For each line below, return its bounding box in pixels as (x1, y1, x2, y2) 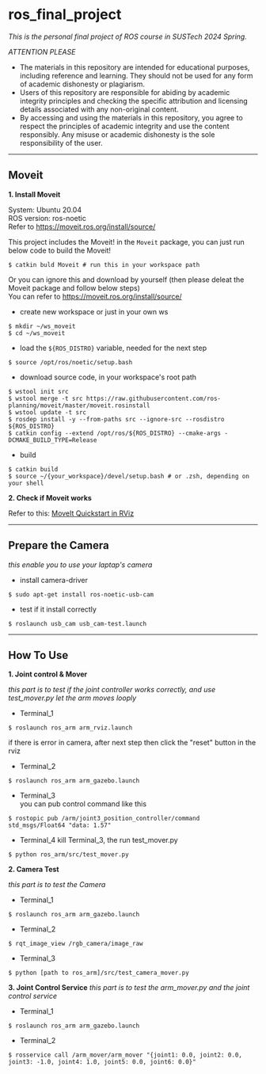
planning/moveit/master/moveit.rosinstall (8, 402, 150, 409)
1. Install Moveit (8, 189, 61, 199)
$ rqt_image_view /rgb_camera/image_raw (8, 940, 144, 948)
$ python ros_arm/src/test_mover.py (8, 851, 129, 859)
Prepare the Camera (8, 539, 109, 552)
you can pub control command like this (19, 799, 147, 809)
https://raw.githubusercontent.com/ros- (85, 394, 222, 402)
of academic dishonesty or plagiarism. (19, 79, 145, 89)
